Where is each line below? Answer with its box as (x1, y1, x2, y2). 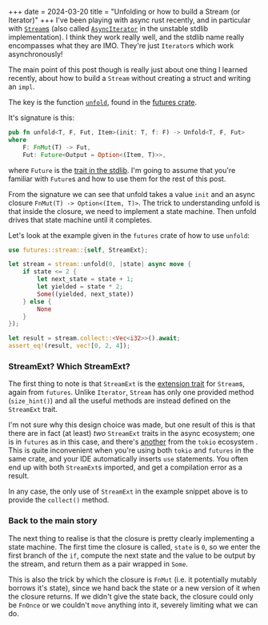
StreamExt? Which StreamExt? (8, 361, 130, 372)
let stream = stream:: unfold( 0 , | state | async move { (8, 260, 192, 268)
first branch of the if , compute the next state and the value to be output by (8, 550, 256, 560)
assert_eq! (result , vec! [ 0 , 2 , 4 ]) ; (8, 342, 130, 350)
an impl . (8, 82, 35, 91)
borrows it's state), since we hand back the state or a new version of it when (8, 583, 261, 592)
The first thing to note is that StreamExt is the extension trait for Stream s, (8, 379, 246, 389)
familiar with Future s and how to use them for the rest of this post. (8, 174, 226, 183)
